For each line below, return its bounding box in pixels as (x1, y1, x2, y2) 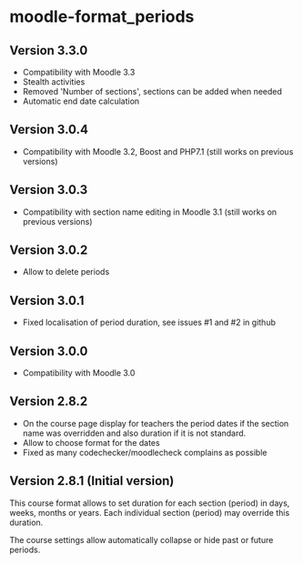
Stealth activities (22, 76, 86, 87)
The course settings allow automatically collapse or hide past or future (9, 534, 274, 545)
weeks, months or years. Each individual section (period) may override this (9, 507, 290, 518)
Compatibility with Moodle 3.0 (22, 368, 136, 378)
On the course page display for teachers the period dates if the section (22, 418, 289, 428)
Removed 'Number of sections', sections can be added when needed (22, 86, 282, 96)
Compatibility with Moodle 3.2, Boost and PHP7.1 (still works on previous (22, 146, 294, 156)
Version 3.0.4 (9, 122, 89, 137)
